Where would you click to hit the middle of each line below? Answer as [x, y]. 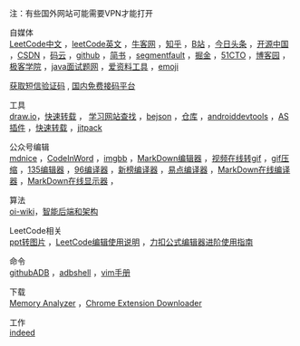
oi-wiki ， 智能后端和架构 [54, 211]
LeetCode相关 [36, 231]
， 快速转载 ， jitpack [64, 128]
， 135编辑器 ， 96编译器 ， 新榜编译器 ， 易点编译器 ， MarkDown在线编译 [155, 169]
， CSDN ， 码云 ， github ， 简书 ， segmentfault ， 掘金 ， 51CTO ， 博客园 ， [150, 55]
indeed [23, 332]
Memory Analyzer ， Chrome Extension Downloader [106, 303]
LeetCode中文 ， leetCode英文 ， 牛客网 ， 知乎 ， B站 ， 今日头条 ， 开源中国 [149, 44]
